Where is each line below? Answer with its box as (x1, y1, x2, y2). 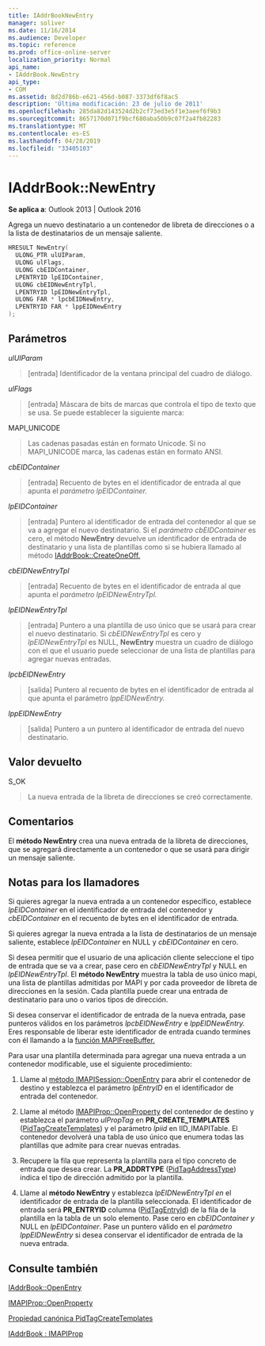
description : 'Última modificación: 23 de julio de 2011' (8, 100, 203, 108)
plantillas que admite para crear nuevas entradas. (19, 1141, 181, 1150)
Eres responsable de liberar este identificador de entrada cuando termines (8, 1027, 251, 1037)
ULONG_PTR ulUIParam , (15, 251, 87, 259)
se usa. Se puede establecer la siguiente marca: (27, 408, 184, 417)
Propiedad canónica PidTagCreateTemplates (8, 1313, 153, 1323)
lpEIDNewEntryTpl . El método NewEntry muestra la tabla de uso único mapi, (8, 969, 258, 980)
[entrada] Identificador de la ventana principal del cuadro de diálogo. (27, 368, 252, 378)
